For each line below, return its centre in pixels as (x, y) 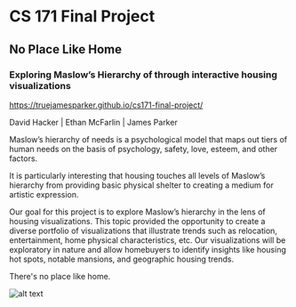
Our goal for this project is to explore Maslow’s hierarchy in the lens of (137, 212)
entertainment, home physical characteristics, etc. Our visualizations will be (148, 240)
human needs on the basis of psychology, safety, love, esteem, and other (144, 149)
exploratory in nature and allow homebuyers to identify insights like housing (148, 249)
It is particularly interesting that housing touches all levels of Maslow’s (137, 175)
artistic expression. (44, 194)
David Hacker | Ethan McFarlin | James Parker (93, 122)
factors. (24, 158)
